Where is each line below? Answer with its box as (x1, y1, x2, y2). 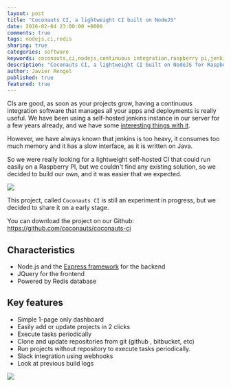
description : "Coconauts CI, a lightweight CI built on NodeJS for (7, 61, 205, 68)
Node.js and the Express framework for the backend (16, 262, 166, 271)
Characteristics (7, 244, 76, 255)
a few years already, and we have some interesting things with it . (7, 121, 190, 129)
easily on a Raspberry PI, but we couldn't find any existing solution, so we (7, 163, 217, 171)
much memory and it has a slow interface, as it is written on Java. (7, 142, 193, 150)
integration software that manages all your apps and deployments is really (7, 107, 217, 115)
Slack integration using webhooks (16, 352, 113, 360)
